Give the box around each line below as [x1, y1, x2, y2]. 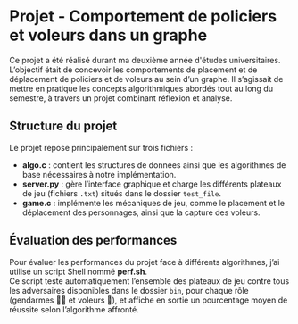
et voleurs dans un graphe [9, 25, 208, 46]
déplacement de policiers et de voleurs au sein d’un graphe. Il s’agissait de [9, 73, 284, 84]
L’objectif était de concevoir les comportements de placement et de [9, 64, 258, 75]
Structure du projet [9, 119, 118, 134]
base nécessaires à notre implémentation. [21, 169, 177, 179]
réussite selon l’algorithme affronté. [9, 303, 140, 314]
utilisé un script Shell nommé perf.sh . [9, 266, 147, 277]
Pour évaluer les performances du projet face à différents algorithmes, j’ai [9, 256, 280, 267]
